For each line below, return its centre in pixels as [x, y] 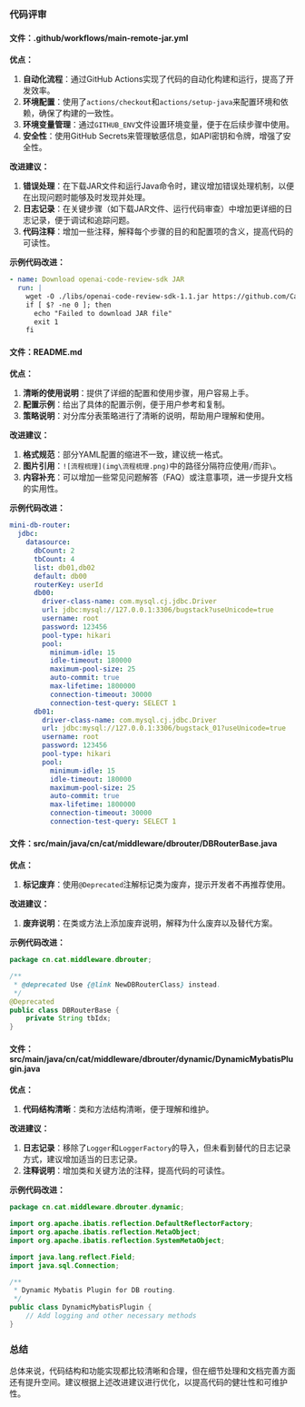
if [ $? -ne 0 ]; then [69, 305]
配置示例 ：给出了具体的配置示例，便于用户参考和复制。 [126, 405]
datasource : [48, 542]
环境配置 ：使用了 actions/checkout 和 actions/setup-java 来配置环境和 [152, 102]
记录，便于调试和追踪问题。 [82, 220]
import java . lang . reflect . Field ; [73, 1257]
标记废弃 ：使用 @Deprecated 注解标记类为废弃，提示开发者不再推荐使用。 [156, 885]
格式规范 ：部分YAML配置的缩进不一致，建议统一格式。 [125, 455]
